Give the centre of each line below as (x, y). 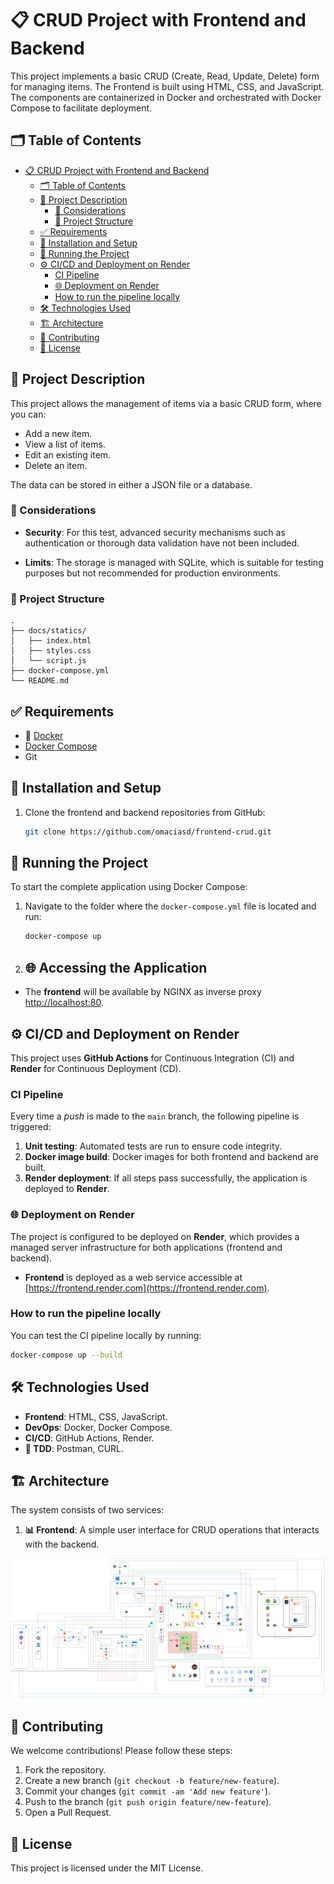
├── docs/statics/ (48, 631)
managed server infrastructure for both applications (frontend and (146, 1247)
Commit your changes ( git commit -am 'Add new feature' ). (148, 1791)
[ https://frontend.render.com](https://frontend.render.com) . (147, 1288)
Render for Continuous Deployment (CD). (96, 1068)
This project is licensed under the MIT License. (107, 1868)
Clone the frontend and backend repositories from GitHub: (145, 812)
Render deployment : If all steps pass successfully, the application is (166, 1178)
